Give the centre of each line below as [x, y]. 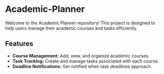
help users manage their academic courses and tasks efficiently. [72, 28]
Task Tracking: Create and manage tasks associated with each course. [86, 61]
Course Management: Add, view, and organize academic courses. [81, 56]
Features [19, 44]
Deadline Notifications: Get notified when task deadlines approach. [82, 66]
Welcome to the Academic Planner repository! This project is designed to [80, 23]
